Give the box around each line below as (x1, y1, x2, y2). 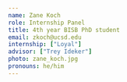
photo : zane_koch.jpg (8, 55, 79, 63)
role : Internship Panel (8, 19, 86, 27)
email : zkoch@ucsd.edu (8, 33, 82, 41)
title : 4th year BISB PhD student (8, 26, 121, 34)
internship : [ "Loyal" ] (8, 41, 82, 48)
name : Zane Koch (8, 11, 61, 20)
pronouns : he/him (8, 62, 65, 70)
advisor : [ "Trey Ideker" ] (8, 48, 92, 55)
